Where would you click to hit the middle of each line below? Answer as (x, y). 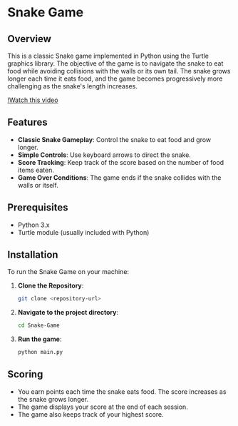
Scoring (25, 374)
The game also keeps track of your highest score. (90, 414)
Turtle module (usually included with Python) (83, 232)
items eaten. (36, 170)
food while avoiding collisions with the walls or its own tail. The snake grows (119, 71)
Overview (30, 39)
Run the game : (40, 339)
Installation (33, 255)
